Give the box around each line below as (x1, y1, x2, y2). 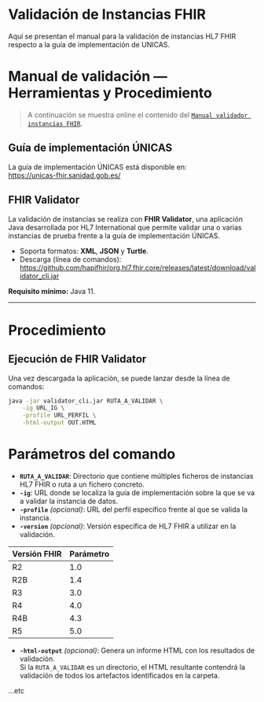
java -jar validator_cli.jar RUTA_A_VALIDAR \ (8, 397, 163, 405)
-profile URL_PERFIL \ (22, 411, 97, 420)
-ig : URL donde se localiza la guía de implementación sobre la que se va (19, 487, 255, 497)
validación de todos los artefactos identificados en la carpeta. (19, 671, 220, 680)
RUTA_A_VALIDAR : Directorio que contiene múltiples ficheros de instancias (19, 471, 254, 480)
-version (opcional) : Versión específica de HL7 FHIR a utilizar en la (19, 521, 236, 531)
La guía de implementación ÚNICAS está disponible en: (8, 162, 187, 171)
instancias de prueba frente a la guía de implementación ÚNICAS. (8, 230, 221, 241)
